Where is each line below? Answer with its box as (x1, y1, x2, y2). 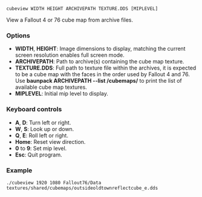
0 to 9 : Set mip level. (15, 144, 67, 152)
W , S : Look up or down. (15, 125, 74, 132)
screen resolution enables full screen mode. (15, 51, 125, 59)
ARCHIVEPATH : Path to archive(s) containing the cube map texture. (15, 58, 184, 65)
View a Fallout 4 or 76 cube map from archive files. (6, 16, 134, 24)
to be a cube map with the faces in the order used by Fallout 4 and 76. (15, 71, 191, 78)
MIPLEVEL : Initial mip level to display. (15, 90, 109, 97)
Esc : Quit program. (15, 151, 62, 158)
